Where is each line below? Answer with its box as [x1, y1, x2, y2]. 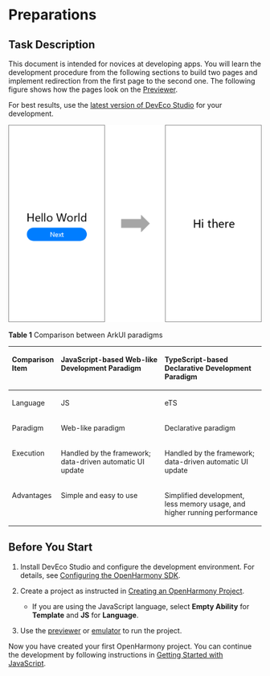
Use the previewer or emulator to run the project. [19, 625, 182, 635]
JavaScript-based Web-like [60, 355, 158, 365]
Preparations [8, 6, 97, 24]
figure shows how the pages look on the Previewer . [8, 84, 178, 94]
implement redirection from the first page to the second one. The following [8, 76, 256, 85]
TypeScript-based [164, 355, 229, 365]
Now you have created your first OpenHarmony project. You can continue [8, 641, 252, 651]
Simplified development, [164, 491, 245, 501]
